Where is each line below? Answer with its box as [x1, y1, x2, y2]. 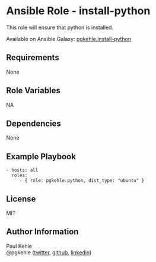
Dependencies [6, 118, 61, 128]
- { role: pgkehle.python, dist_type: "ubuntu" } [19, 178, 145, 184]
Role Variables [6, 86, 61, 96]
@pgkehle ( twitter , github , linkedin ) [6, 248, 92, 256]
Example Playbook [6, 151, 76, 162]
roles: [11, 172, 28, 179]
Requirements [6, 52, 59, 63]
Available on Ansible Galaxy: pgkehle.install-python [6, 35, 132, 42]
